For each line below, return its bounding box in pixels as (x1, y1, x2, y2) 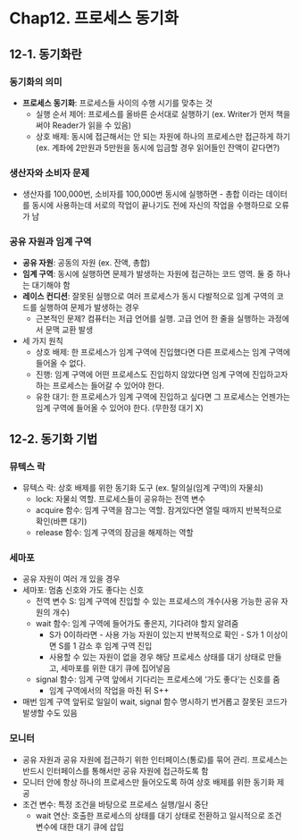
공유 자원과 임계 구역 (9, 236, 92, 248)
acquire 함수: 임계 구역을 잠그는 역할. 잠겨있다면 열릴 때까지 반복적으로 (35, 505, 283, 516)
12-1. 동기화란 (9, 46, 82, 62)
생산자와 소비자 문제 (9, 166, 90, 179)
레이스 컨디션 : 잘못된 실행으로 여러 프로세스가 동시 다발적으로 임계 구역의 (21, 291, 275, 302)
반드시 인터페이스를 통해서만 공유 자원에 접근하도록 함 (21, 765, 209, 776)
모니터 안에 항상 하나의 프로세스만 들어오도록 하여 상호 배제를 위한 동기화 (21, 777, 275, 787)
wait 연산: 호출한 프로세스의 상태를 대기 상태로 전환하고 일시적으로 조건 (35, 810, 282, 820)
